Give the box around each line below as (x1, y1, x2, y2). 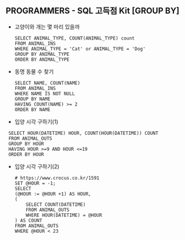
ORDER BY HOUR (8, 151, 44, 157)
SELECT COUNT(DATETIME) (26, 201, 86, 208)
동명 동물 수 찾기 (14, 67, 54, 75)
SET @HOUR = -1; (14, 180, 56, 187)
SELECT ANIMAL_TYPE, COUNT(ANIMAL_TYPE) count (14, 35, 135, 41)
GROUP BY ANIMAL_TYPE (14, 51, 69, 57)
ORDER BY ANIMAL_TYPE (14, 57, 69, 63)
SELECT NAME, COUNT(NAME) (14, 80, 80, 86)
